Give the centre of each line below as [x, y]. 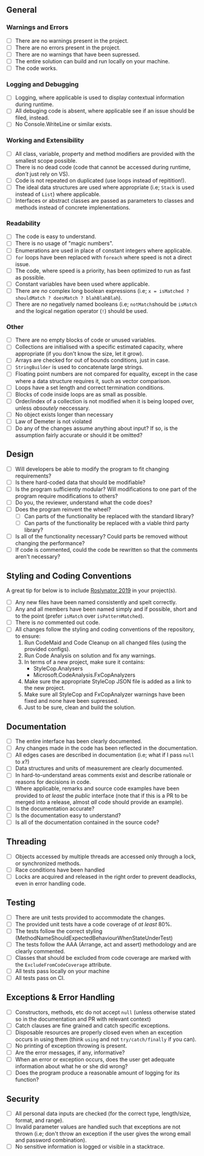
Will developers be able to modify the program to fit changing [92, 469]
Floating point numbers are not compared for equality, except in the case [106, 374]
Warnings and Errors [37, 27]
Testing [21, 903]
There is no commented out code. [57, 622]
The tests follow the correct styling [59, 931]
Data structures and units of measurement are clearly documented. [99, 768]
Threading [26, 842]
